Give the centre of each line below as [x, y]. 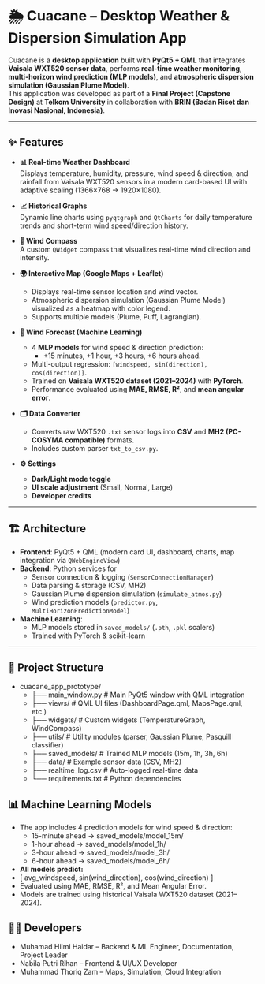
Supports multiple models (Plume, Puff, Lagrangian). [116, 316]
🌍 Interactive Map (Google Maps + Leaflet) [91, 273]
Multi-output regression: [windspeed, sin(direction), [119, 363]
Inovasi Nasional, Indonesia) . [56, 110]
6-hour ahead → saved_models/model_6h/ [100, 861]
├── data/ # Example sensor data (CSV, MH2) [106, 762]
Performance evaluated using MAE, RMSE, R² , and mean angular [138, 389]
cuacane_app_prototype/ [60, 687]
